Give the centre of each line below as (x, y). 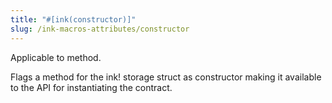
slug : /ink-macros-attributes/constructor (100, 29)
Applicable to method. (56, 57)
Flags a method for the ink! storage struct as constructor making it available (166, 77)
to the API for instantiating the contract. (91, 87)
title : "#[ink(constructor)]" (73, 19)
